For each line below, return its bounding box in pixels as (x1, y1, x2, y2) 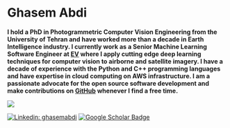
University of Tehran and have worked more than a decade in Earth (7, 35, 204, 43)
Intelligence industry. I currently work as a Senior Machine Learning (7, 42, 207, 51)
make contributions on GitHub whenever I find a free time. (7, 86, 179, 95)
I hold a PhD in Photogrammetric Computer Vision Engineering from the (7, 28, 217, 36)
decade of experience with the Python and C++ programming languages (7, 64, 221, 73)
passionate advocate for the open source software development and (7, 79, 210, 87)
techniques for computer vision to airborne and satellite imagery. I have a (7, 57, 224, 65)
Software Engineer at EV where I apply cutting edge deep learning (7, 50, 202, 58)
